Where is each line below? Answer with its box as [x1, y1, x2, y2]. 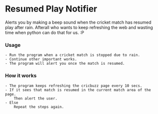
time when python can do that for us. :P [5, 29, 84, 35]
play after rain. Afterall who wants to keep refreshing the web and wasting [5, 24, 153, 30]
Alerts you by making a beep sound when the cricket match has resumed [5, 19, 152, 25]
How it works [5, 72, 37, 79]
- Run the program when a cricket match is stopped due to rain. [5, 53, 140, 57]
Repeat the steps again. [14, 104, 64, 109]
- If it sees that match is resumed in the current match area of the [5, 87, 151, 92]
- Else [5, 100, 18, 105]
